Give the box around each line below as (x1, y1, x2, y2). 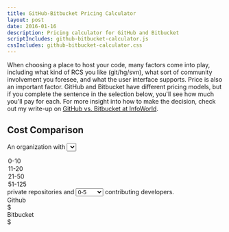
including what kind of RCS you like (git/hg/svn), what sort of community (7, 68, 213, 76)
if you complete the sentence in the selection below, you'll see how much (7, 90, 215, 98)
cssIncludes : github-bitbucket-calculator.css (7, 42, 143, 49)
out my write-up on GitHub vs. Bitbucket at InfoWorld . (7, 104, 159, 113)
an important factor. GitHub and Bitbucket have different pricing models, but (7, 83, 222, 91)
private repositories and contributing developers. (7, 187, 175, 196)
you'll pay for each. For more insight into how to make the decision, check (7, 97, 216, 105)
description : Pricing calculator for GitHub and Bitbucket (7, 29, 180, 36)
